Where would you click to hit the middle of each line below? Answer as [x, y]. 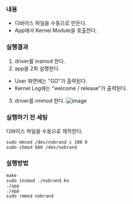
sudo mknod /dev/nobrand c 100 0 [47, 142]
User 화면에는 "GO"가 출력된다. [51, 81]
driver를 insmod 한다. [40, 61]
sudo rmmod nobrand [30, 196]
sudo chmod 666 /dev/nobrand [42, 147]
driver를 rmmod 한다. [40, 100]
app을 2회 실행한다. [37, 68]
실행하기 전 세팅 [27, 117]
